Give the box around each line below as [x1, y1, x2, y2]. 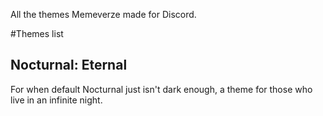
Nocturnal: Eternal [10, 57, 128, 74]
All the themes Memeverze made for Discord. [10, 9, 197, 20]
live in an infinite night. [10, 94, 103, 106]
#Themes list [10, 28, 64, 39]
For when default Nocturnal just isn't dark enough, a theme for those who [10, 83, 313, 95]
